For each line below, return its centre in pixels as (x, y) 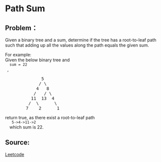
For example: (18, 55)
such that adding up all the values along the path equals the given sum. (77, 45)
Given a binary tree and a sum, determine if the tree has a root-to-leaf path (81, 40)
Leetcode (15, 154)
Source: (17, 143)
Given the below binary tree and (38, 60)
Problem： (22, 28)
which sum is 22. (27, 127)
